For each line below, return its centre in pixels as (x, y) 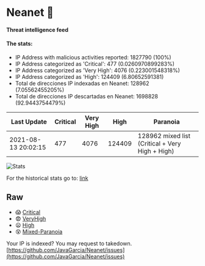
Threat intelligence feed (38, 29)
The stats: (20, 44)
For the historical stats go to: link (47, 178)
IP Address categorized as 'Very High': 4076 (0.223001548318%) (97, 70)
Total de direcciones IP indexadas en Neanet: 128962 (82, 83)
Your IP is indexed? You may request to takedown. (69, 243)
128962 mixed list (164, 136)
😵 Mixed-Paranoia (39, 231)
